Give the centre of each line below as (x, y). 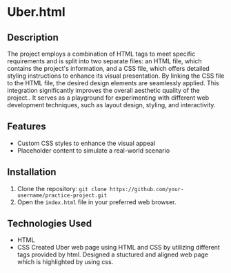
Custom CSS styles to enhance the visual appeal (86, 143)
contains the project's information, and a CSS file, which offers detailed (109, 68)
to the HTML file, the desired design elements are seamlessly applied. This (113, 83)
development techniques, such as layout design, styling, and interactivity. (111, 105)
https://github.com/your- (147, 189)
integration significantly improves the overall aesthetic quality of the (103, 90)
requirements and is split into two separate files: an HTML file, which (104, 61)
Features (27, 127)
